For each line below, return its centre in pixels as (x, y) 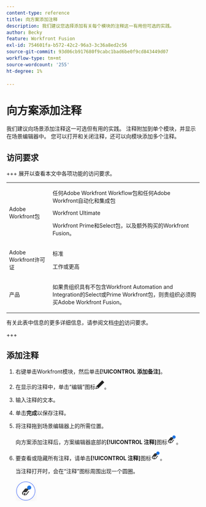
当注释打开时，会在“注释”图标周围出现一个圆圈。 (77, 471)
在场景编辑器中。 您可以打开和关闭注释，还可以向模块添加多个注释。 (93, 136)
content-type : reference (38, 13)
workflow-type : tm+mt (34, 58)
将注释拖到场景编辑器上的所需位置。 (61, 425)
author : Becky (25, 32)
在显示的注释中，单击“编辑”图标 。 (63, 387)
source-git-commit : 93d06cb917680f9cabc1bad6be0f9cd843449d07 (87, 52)
